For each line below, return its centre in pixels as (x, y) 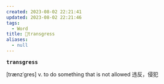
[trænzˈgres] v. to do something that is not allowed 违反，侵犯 (82, 74)
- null (20, 46)
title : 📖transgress (31, 34)
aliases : (17, 40)
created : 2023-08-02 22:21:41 (44, 12)
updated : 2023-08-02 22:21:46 (44, 17)
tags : (13, 23)
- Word (20, 28)
